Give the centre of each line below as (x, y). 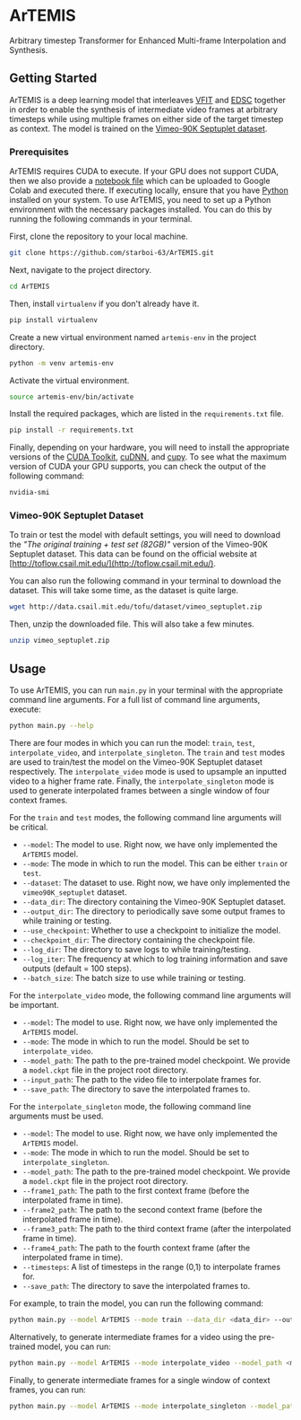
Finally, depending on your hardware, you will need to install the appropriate (149, 447)
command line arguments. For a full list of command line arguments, (135, 700)
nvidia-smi (30, 493)
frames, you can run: (48, 1389)
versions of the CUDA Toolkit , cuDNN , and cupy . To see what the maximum (148, 457)
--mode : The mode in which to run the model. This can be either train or (155, 863)
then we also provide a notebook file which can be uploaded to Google (140, 181)
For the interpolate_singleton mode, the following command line (130, 1106)
